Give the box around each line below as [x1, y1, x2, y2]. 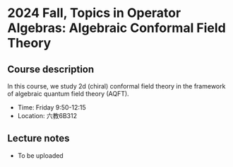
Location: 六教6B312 [17, 112, 78, 120]
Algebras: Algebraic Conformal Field [7, 20, 226, 36]
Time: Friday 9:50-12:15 [17, 103, 86, 111]
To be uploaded [17, 151, 64, 160]
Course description [7, 63, 95, 75]
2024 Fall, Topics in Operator [7, 5, 181, 21]
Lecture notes [7, 132, 70, 144]
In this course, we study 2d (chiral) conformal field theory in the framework [7, 82, 226, 90]
